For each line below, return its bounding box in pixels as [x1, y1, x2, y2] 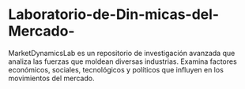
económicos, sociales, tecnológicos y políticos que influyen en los [8, 65, 224, 74]
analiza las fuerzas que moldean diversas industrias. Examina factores [8, 57, 237, 66]
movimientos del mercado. [8, 73, 95, 83]
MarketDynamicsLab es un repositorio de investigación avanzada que [8, 48, 236, 57]
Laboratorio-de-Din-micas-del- [8, 6, 220, 24]
